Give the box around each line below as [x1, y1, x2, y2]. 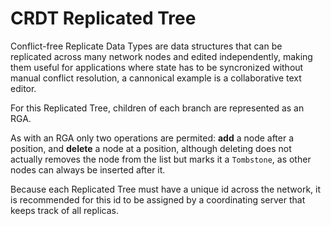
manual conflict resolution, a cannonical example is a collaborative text [10, 72, 302, 84]
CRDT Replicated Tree [10, 7, 197, 30]
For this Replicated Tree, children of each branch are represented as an [10, 102, 305, 114]
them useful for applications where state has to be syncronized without [10, 61, 304, 73]
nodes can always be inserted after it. [10, 163, 166, 176]
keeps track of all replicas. [10, 204, 119, 216]
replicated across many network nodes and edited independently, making [10, 50, 313, 62]
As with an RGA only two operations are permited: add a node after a [10, 132, 295, 144]
